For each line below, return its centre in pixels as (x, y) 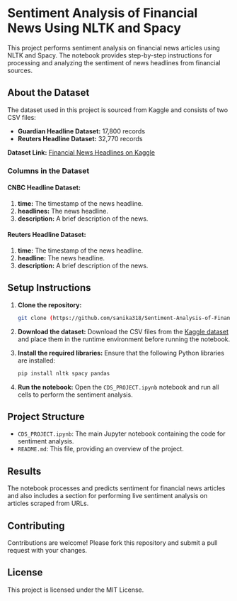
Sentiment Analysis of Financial (103, 13)
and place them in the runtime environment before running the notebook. (124, 339)
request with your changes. (47, 551)
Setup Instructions (49, 288)
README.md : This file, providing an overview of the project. (100, 449)
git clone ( (35, 318)
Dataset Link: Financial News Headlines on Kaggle (81, 152)
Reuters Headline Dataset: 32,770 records (80, 138)
